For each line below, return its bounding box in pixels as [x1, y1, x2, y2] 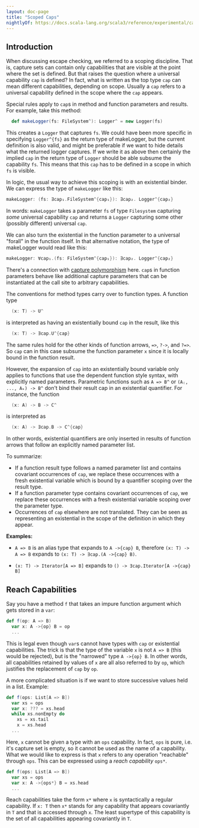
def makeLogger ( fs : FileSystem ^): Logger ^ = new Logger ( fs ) [11, 118, 163, 125]
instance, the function [6, 391, 60, 398]
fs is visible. [6, 167, 36, 174]
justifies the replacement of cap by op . [6, 665, 98, 672]
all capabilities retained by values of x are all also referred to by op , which [6, 659, 185, 666]
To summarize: [6, 453, 43, 460]
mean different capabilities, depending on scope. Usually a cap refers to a [6, 83, 185, 90]
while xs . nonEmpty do [11, 711, 65, 717]
